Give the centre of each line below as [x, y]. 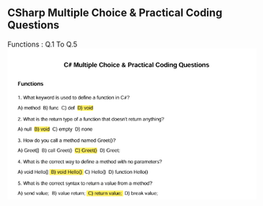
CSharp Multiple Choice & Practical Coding [115, 13]
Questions [34, 26]
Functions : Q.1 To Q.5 [43, 44]
